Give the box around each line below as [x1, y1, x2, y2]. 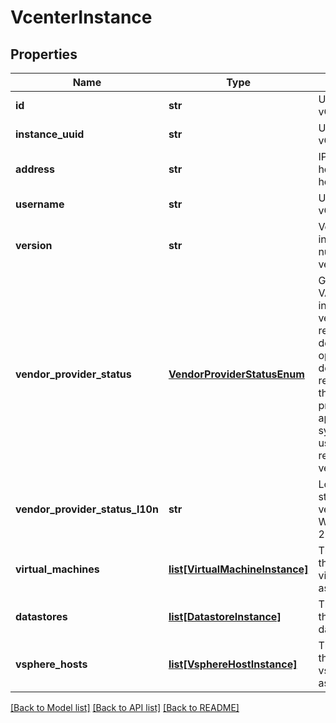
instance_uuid [15, 127, 85, 141]
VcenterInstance [10, 6, 153, 29]
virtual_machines [15, 562, 100, 576]
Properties [10, 46, 78, 63]
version [15, 239, 53, 252]
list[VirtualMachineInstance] [168, 562, 309, 576]
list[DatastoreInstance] [168, 610, 282, 623]
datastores [15, 610, 68, 623]
